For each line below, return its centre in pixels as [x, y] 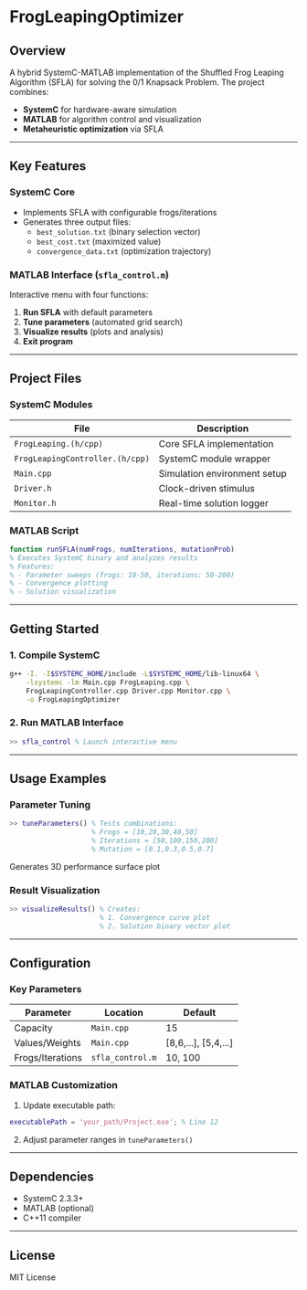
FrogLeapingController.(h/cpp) [82, 458]
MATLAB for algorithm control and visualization [112, 119]
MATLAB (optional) [58, 1209]
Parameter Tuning [50, 804]
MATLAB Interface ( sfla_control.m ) [89, 274]
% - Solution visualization [63, 592]
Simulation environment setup [223, 473]
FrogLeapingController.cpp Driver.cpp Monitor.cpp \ [128, 691]
